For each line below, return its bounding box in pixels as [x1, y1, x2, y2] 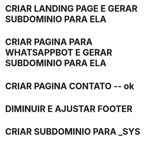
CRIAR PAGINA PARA [5, 36, 93, 48]
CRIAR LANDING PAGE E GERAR [5, 3, 138, 14]
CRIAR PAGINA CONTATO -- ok [5, 80, 135, 92]
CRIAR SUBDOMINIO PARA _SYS [5, 126, 141, 137]
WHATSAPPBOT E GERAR [5, 47, 112, 58]
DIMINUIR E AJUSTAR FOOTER [5, 103, 133, 115]
